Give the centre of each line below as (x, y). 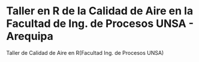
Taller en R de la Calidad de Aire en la (100, 11)
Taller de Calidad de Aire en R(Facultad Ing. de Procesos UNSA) (85, 52)
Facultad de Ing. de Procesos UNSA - (100, 24)
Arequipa (30, 36)
